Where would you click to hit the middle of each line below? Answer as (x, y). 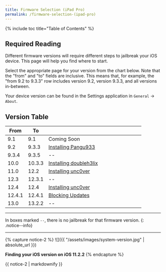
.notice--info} (19, 226)
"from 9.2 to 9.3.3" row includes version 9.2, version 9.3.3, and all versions (81, 81)
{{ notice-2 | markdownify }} (34, 264)
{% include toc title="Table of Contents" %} (50, 28)
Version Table (27, 117)
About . (11, 101)
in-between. (18, 87)
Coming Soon (64, 139)
